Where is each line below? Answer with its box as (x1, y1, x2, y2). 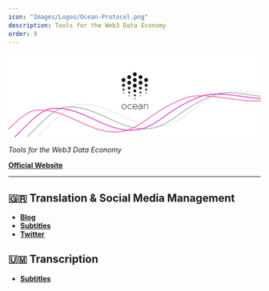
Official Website (8, 161, 63, 170)
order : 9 (8, 30, 38, 38)
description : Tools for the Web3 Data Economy (8, 21, 167, 30)
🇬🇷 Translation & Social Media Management (8, 191, 235, 205)
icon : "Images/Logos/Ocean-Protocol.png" (8, 13, 149, 21)
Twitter (19, 229, 45, 239)
